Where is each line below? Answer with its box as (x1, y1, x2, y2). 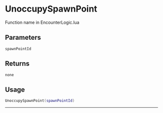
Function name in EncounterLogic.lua (5, 19, 80, 25)
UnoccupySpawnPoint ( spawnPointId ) (5, 98, 75, 103)
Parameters (5, 33, 41, 42)
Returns (5, 60, 30, 68)
